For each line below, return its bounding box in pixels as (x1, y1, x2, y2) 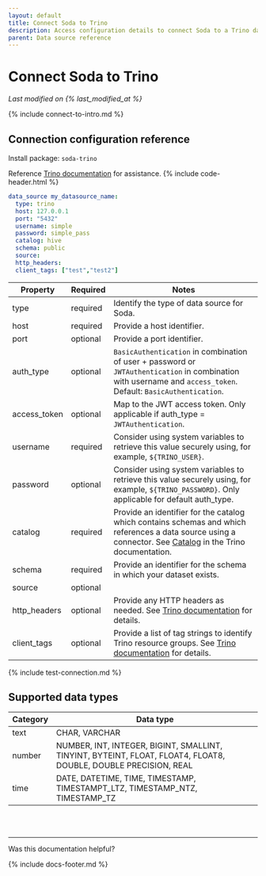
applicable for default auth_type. (113, 493, 234, 504)
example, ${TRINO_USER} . (113, 451, 204, 462)
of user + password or (113, 356, 196, 367)
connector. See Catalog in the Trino (113, 536, 245, 547)
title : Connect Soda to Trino (8, 19, 108, 27)
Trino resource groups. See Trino (113, 637, 236, 648)
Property (21, 284, 55, 295)
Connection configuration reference (8, 132, 190, 146)
